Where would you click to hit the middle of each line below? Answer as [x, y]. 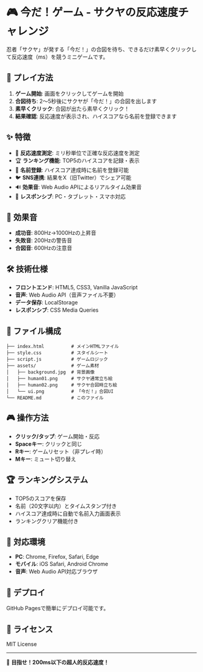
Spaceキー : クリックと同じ [49, 444]
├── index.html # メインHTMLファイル [63, 346]
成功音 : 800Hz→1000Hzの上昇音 [56, 233]
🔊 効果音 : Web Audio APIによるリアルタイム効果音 [78, 187]
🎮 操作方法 [27, 418]
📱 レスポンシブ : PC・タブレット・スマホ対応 [70, 196]
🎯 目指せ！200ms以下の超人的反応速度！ [58, 662]
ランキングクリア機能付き [47, 521]
